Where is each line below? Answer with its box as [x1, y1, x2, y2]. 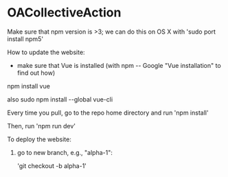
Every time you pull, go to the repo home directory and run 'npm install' [7, 108, 209, 117]
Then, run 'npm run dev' [7, 121, 76, 130]
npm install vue [7, 82, 50, 90]
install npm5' [7, 34, 43, 43]
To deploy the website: [7, 135, 72, 143]
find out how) [16, 69, 56, 77]
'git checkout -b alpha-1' [16, 161, 87, 169]
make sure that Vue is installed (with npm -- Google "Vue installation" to [16, 61, 221, 69]
